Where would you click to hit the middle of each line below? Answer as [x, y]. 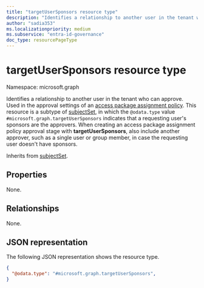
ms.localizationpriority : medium [49, 29]
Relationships [33, 209]
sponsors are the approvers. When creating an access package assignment [101, 125]
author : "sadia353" [31, 23]
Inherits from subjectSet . [37, 156]
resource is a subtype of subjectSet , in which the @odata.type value [91, 111]
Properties [27, 175]
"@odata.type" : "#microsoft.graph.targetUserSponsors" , [84, 274]
